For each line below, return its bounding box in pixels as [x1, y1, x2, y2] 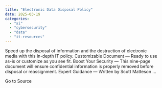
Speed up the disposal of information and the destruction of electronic [5, 47, 147, 54]
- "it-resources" [9, 35, 45, 40]
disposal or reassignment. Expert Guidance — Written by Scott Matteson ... [5, 68, 157, 74]
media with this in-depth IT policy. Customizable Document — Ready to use [5, 53, 158, 59]
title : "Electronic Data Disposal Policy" [5, 7, 93, 12]
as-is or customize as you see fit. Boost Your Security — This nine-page [5, 58, 151, 64]
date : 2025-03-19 [5, 12, 41, 17]
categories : [5, 16, 29, 21]
